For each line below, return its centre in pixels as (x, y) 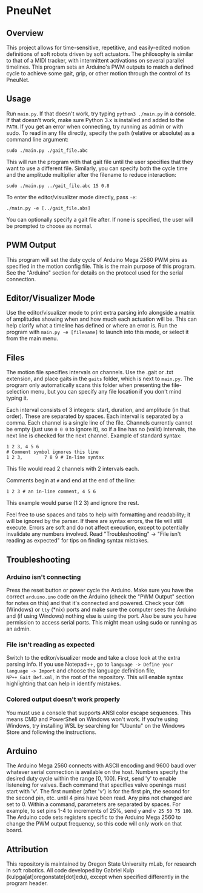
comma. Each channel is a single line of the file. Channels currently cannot (99, 423)
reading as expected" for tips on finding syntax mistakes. (78, 541)
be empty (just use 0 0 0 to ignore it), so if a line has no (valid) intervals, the (101, 429)
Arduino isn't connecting (44, 577)
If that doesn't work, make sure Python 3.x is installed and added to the (95, 120)
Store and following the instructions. (52, 732)
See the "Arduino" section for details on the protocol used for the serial (95, 272)
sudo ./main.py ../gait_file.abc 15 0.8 (58, 186)
